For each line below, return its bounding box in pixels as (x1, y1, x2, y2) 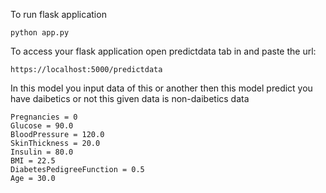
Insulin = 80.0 (10, 147, 74, 157)
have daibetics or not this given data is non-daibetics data (10, 93, 250, 104)
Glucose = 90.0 (10, 121, 74, 131)
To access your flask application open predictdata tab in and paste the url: (10, 45, 317, 57)
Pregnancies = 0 (10, 112, 78, 122)
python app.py (10, 28, 70, 38)
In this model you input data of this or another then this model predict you (10, 82, 313, 94)
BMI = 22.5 (10, 156, 56, 166)
